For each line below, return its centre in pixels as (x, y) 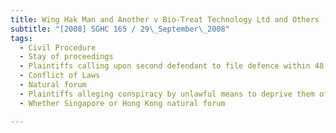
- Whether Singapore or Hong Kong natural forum (122, 103)
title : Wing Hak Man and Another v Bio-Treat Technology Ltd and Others (165, 19)
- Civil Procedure (58, 47)
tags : (21, 38)
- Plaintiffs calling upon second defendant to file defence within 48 (172, 66)
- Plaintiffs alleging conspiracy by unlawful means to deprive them (167, 94)
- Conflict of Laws (60, 76)
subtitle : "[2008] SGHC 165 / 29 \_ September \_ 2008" (120, 29)
